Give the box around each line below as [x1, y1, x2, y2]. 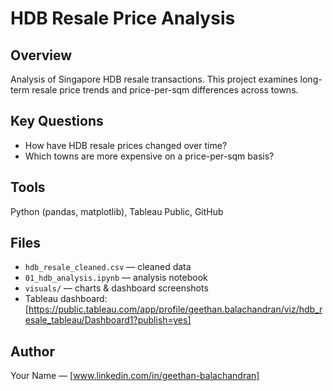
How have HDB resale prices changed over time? [24, 139, 228, 151]
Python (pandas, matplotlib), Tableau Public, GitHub [10, 205, 224, 217]
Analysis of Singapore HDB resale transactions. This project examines [10, 73, 298, 85]
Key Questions [10, 113, 104, 130]
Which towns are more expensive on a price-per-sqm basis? [24, 150, 275, 162]
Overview [10, 47, 73, 64]
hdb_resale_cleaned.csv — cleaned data [24, 261, 192, 273]
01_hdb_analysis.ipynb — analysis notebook [24, 272, 208, 284]
